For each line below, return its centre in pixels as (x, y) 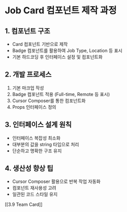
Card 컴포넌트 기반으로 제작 (40, 44)
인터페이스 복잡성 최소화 (36, 138)
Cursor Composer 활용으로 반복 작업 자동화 (56, 181)
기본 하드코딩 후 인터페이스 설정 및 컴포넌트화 (57, 57)
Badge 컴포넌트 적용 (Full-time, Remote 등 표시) (61, 94)
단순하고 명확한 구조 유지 (37, 151)
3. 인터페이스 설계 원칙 (38, 125)
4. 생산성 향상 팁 (29, 168)
